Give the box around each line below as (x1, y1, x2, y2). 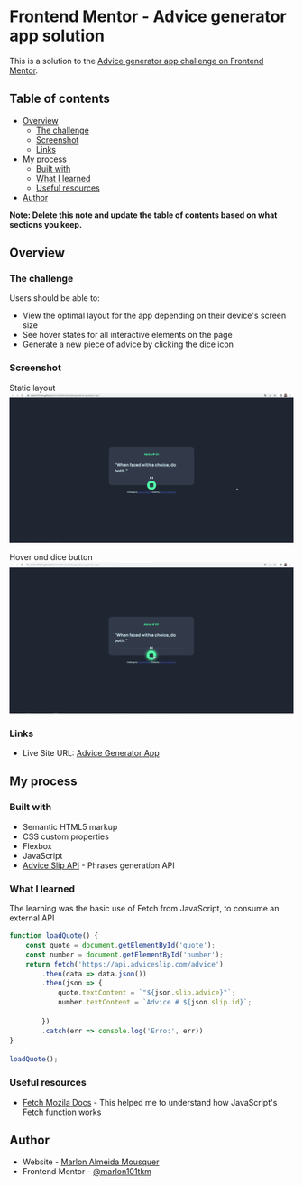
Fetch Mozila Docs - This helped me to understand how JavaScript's (22, 1097, 278, 1107)
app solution (9, 25, 106, 46)
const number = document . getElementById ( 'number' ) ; (25, 950, 224, 959)
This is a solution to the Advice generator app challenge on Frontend (9, 55, 264, 66)
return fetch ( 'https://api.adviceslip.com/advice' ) (25, 959, 224, 968)
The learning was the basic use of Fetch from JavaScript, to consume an (9, 903, 280, 914)
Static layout (9, 382, 56, 393)
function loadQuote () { (9, 931, 99, 940)
